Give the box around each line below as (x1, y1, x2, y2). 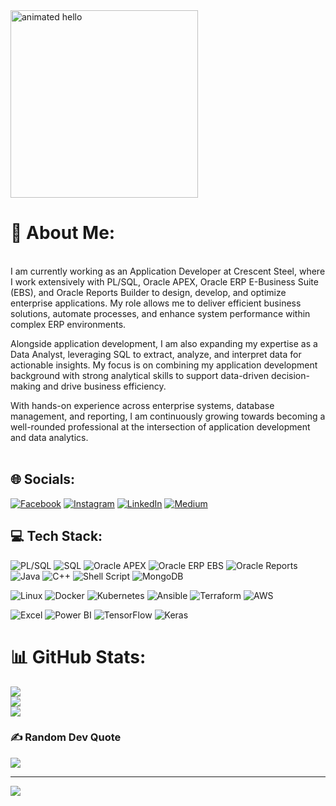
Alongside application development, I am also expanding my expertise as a (10, 337, 318, 349)
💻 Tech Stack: (10, 528, 103, 545)
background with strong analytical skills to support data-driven (10, 369, 270, 381)
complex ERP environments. (10, 318, 127, 330)
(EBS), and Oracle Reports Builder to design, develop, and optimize (10, 286, 287, 298)
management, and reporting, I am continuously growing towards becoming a (10, 410, 326, 422)
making (10, 380, 42, 392)
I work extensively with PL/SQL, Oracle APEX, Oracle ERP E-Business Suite (10, 275, 319, 288)
